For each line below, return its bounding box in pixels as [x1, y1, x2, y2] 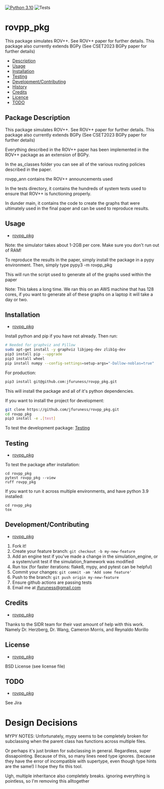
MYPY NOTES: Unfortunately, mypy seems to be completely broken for [5, 733, 148, 739]
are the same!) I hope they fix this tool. [5, 764, 83, 769]
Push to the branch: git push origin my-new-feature [12, 574, 119, 580]
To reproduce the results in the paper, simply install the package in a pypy [5, 257, 154, 263]
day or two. [5, 296, 28, 302]
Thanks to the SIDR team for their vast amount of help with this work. [5, 621, 144, 627]
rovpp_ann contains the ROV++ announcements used [5, 176, 113, 182]
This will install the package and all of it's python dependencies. [5, 388, 135, 394]
